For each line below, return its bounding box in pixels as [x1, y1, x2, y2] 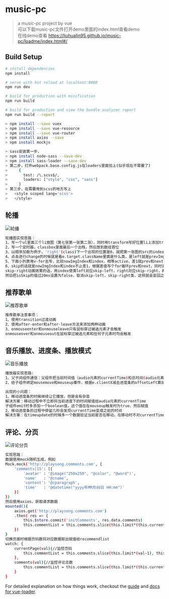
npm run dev [5, 85, 30, 90]
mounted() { [5, 504, 28, 509]
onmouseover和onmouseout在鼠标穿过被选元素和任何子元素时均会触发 [5, 331, 132, 336]
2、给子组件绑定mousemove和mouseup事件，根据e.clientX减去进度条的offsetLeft [5, 380, 157, 385]
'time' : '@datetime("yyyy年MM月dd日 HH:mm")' [23, 485, 125, 490]
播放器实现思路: [5, 371, 34, 376]
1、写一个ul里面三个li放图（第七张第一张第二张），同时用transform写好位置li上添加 [5, 240, 159, 245]
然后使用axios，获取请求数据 [5, 499, 58, 504]
